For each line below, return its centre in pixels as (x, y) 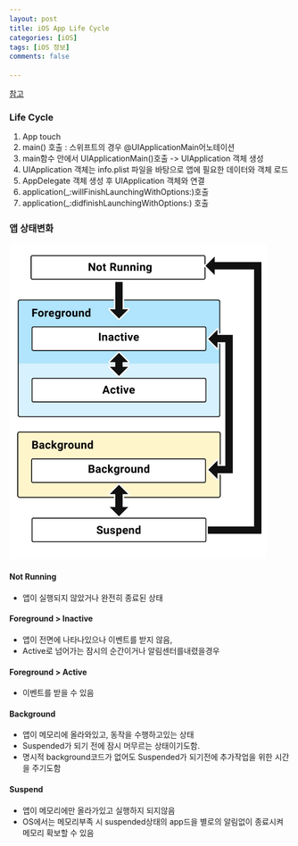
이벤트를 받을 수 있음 (58, 693)
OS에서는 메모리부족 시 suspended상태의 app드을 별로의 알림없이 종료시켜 (153, 821)
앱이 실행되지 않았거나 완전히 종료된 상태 (92, 598)
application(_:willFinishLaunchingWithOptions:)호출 (116, 192)
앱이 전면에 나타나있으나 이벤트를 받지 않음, (97, 640)
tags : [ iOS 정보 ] (39, 47)
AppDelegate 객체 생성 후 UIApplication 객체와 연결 (113, 181)
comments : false (39, 57)
